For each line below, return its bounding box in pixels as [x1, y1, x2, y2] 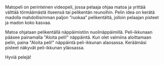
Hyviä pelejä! [5, 54, 31, 60]
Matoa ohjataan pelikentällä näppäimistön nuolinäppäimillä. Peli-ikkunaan [5, 29, 153, 35]
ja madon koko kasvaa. [5, 20, 51, 25]
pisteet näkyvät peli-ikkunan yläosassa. [5, 45, 85, 50]
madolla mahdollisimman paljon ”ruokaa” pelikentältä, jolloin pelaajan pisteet [5, 15, 159, 20]
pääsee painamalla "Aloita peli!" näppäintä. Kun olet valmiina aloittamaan [5, 34, 152, 40]
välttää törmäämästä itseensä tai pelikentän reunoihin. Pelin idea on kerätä [5, 9, 155, 15]
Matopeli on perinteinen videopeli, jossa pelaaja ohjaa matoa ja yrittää [5, 4, 146, 10]
